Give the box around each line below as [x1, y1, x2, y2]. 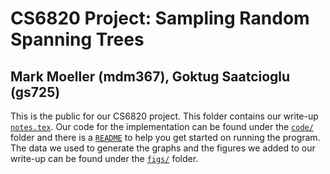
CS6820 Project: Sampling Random [10, 7, 310, 30]
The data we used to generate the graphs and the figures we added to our [10, 142, 316, 154]
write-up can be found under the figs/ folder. [10, 153, 199, 164]
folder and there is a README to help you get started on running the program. [10, 132, 321, 143]
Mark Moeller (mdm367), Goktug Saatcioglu [10, 68, 291, 85]
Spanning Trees [10, 28, 145, 51]
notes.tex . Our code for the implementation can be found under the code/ [10, 121, 314, 132]
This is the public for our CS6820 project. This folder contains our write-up [10, 110, 319, 122]
